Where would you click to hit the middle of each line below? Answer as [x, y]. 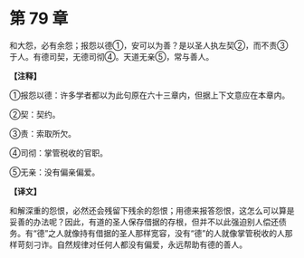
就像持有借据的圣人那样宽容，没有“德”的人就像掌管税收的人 [174, 233]
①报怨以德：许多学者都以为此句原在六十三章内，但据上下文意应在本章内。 [150, 95]
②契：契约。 [35, 114]
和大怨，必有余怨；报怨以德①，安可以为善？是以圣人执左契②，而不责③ [149, 45]
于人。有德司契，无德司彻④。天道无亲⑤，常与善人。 [112, 56]
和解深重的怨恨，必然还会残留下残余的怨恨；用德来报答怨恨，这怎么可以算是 [152, 210]
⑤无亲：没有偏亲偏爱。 [55, 172]
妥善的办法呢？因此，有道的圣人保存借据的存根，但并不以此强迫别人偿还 [144, 222]
